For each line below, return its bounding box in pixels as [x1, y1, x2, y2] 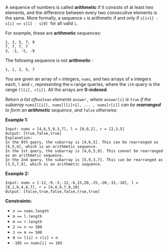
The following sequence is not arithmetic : [5, 57, 94, 63]
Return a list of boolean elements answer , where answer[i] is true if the [5, 97, 151, 102]
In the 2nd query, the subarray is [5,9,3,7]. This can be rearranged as [5, 157, 163, 162]
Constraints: [5, 198, 32, 204]
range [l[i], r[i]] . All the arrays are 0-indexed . [5, 87, 108, 93]
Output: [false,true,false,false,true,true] [5, 189, 100, 194]
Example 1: [5, 117, 29, 123]
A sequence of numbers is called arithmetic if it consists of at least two [5, 5, 153, 10]
